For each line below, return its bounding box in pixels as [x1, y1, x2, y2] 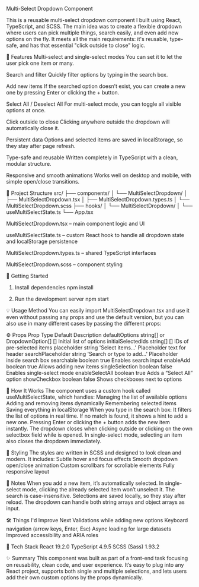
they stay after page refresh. [6, 143, 76, 149]
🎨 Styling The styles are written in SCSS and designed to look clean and [6, 449, 182, 456]
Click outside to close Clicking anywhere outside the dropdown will [6, 118, 170, 125]
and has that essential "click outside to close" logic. [20, 42, 146, 49]
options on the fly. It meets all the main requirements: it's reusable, [6, 36, 169, 42]
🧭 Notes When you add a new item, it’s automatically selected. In [6, 479, 164, 487]
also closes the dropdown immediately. [6, 438, 102, 444]
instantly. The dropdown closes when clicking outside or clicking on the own [6, 425, 193, 432]
